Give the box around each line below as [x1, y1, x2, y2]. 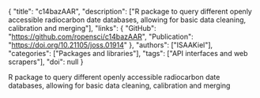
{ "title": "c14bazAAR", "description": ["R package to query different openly [8, 7, 253, 16]
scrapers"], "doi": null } [8, 57, 84, 66]
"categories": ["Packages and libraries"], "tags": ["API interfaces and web [8, 49, 248, 58]
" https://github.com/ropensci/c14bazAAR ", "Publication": [8, 32, 194, 41]
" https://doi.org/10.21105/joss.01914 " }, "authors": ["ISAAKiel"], [8, 40, 213, 50]
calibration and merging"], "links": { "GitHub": [8, 24, 156, 32]
